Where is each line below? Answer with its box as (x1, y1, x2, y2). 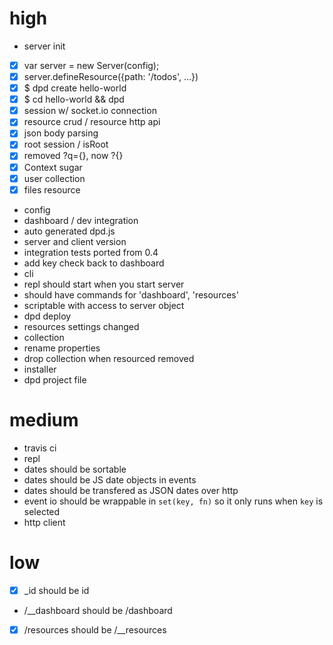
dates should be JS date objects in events (23, 473, 197, 486)
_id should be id (23, 584, 90, 596)
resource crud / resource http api (23, 116, 161, 128)
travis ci (23, 442, 57, 454)
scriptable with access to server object (23, 299, 185, 311)
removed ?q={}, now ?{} (23, 150, 124, 162)
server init (23, 40, 66, 52)
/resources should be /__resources (23, 623, 167, 636)
